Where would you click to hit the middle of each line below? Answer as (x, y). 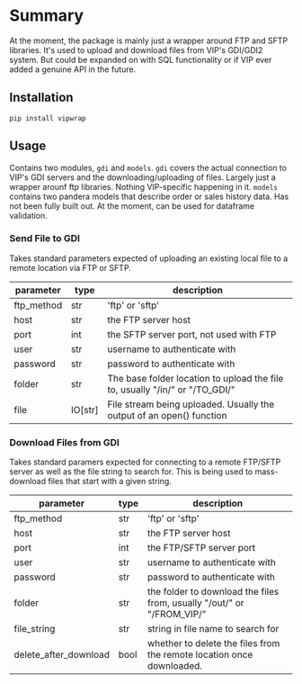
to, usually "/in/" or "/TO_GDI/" (171, 390)
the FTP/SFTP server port (201, 548)
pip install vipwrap (48, 118)
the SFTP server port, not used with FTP (192, 334)
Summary (46, 16)
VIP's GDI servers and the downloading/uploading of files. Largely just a (142, 177)
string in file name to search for (213, 629)
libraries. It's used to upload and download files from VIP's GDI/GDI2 (136, 49)
